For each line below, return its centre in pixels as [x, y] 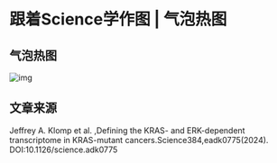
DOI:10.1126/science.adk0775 [64, 149]
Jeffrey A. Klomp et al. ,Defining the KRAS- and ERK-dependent [127, 130]
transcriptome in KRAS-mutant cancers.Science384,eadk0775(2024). [139, 140]
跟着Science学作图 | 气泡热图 [118, 19]
